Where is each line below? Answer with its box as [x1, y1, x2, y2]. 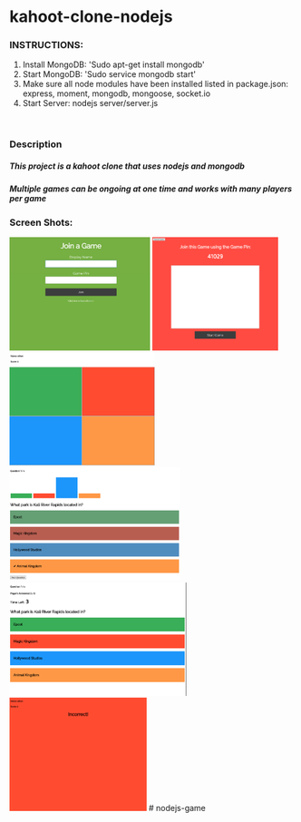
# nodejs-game [148, 803, 207, 814]
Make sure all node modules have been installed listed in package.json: [22, 79, 288, 90]
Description [9, 138, 63, 151]
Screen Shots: [9, 216, 73, 229]
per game [9, 193, 47, 204]
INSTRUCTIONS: [9, 39, 84, 52]
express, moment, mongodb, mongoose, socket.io [22, 88, 211, 99]
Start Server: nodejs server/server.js [22, 98, 159, 109]
